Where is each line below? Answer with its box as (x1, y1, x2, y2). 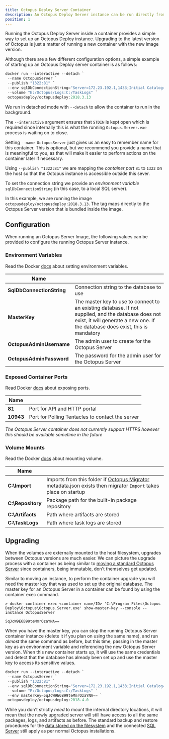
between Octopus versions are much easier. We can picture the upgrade (5, 555, 156, 561)
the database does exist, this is (74, 323, 148, 330)
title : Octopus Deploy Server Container (5, 7, 92, 13)
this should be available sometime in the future (5, 432, 103, 438)
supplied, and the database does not (74, 310, 161, 317)
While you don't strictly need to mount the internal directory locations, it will (5, 707, 162, 713)
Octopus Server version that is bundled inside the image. (5, 206, 123, 212)
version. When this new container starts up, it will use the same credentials (5, 649, 160, 655)
